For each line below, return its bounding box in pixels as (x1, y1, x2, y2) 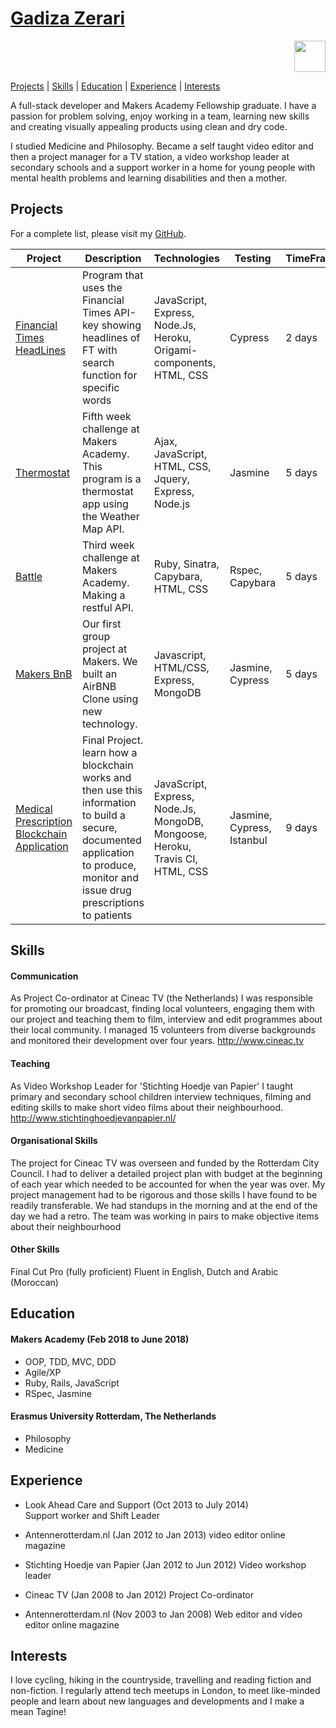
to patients (81, 908, 133, 922)
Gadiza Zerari (10, 7, 126, 30)
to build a (81, 808, 126, 822)
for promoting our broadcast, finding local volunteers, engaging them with (10, 1003, 315, 1015)
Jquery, (153, 472, 191, 486)
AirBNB (81, 679, 117, 693)
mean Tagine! (10, 1706, 67, 1718)
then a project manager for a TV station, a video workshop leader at (10, 150, 290, 162)
